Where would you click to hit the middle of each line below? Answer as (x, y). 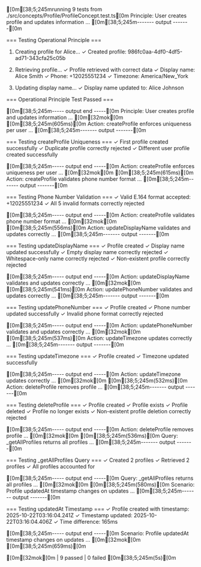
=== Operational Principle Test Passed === (60, 99)
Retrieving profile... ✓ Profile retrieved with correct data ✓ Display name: (105, 70)
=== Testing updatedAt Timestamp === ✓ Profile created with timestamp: (98, 509)
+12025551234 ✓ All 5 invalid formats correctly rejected (76, 203)
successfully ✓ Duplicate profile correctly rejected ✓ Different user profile (98, 148)
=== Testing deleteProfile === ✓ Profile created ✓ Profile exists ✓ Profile (97, 405)
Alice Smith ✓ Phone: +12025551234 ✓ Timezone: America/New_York (102, 76)
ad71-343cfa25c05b (40, 58)
